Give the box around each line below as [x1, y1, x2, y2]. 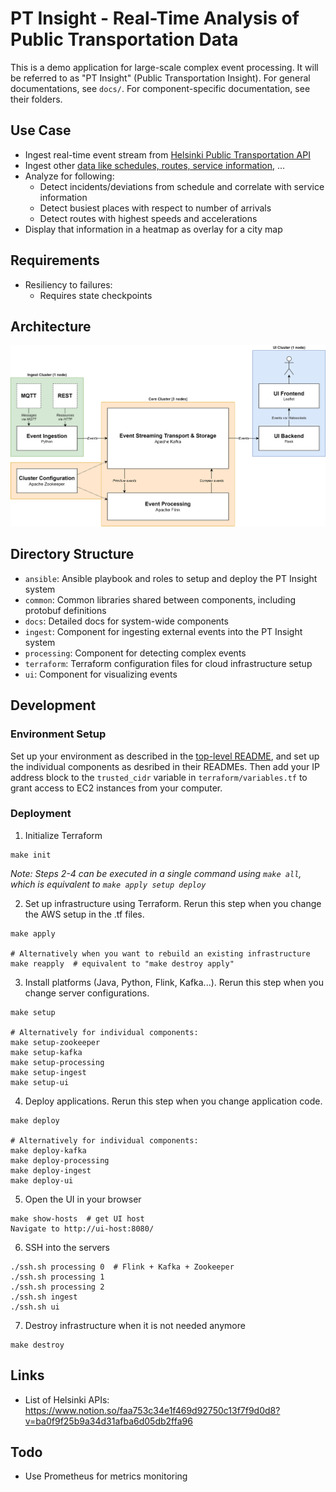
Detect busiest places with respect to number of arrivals [39, 202, 272, 214]
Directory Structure [10, 546, 135, 563]
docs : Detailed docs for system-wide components [24, 615, 229, 627]
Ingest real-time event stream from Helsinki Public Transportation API [24, 148, 311, 161]
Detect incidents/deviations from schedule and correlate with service [39, 180, 325, 192]
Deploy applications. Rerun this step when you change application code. [24, 1095, 323, 1107]
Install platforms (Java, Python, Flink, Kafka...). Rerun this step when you [24, 976, 324, 988]
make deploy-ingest [10, 1165, 92, 1176]
